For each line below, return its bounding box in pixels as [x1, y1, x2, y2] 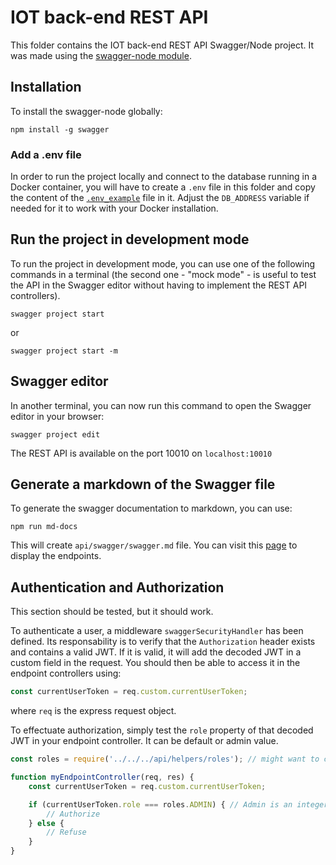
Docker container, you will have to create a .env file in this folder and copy [10, 181, 316, 193]
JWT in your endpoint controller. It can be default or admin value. [10, 735, 279, 747]
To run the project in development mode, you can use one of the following [10, 257, 316, 270]
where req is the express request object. [10, 705, 177, 717]
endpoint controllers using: [10, 667, 122, 680]
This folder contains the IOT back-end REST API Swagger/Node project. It [10, 39, 315, 51]
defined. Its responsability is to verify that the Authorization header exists [10, 636, 316, 648]
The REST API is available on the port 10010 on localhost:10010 [10, 447, 273, 459]
